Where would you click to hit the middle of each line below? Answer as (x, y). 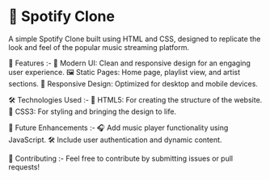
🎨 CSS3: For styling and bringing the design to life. (92, 111)
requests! (24, 167)
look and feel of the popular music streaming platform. (99, 47)
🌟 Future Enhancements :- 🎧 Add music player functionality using (118, 128)
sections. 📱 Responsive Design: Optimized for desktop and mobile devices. (133, 83)
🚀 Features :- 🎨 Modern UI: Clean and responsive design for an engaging (129, 63)
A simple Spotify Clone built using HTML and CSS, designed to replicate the (135, 39)
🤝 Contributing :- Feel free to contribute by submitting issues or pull (120, 158)
